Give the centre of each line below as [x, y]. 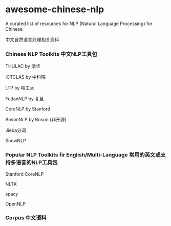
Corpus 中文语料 [26, 218]
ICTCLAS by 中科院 [26, 77]
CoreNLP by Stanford [28, 109]
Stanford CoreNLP [25, 174]
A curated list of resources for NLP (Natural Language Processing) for [79, 24]
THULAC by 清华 [23, 66]
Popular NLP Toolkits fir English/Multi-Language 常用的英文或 [83, 155]
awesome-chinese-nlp [55, 9]
